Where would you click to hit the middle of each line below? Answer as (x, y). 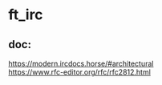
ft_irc (26, 15)
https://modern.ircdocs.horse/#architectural (81, 63)
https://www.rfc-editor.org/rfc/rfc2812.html (79, 72)
